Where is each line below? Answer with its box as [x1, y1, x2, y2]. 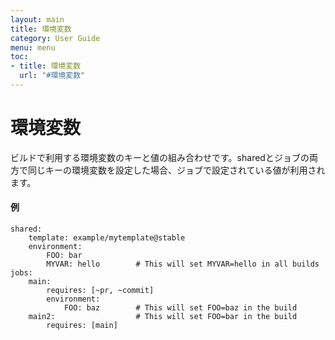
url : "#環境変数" [19, 71, 86, 81]
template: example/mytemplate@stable [28, 233, 186, 243]
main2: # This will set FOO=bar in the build [28, 312, 298, 322]
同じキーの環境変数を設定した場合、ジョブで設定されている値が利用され [27, 164, 326, 176]
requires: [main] [46, 321, 118, 331]
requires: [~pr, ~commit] [46, 286, 155, 296]
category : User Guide [10, 33, 101, 43]
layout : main [10, 14, 65, 25]
